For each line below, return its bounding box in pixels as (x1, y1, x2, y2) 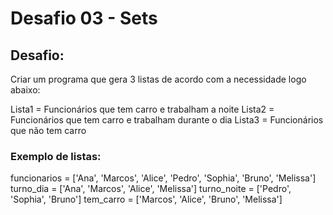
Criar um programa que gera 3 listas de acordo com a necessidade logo (10, 73, 307, 85)
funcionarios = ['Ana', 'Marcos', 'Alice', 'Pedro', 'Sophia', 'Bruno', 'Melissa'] (10, 172, 317, 184)
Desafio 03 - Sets (10, 7, 158, 30)
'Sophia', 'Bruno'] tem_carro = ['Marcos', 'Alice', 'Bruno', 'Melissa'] (10, 193, 283, 206)
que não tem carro (10, 125, 87, 136)
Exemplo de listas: (10, 149, 102, 163)
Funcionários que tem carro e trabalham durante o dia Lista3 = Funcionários (10, 114, 324, 126)
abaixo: (10, 84, 41, 96)
